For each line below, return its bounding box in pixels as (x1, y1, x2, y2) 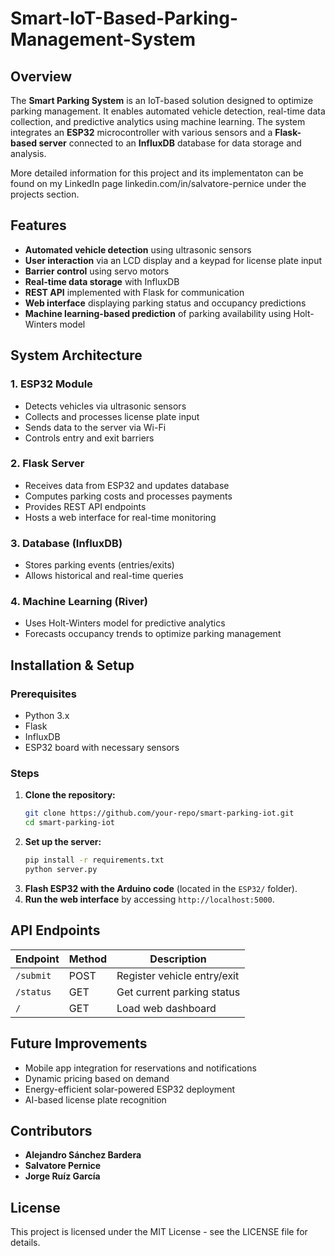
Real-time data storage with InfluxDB (24, 275, 180, 287)
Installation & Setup (10, 657, 135, 674)
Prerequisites (10, 687, 77, 701)
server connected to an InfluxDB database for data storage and (38, 137, 302, 149)
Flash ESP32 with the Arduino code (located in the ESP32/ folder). (24, 882, 298, 894)
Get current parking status (116, 985, 241, 999)
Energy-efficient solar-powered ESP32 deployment (24, 1083, 236, 1095)
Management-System (10, 28, 197, 51)
